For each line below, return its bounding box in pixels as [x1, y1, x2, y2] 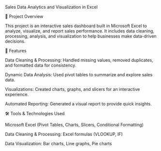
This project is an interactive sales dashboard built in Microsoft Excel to [5, 23, 147, 29]
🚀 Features [5, 48, 27, 53]
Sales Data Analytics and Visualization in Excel [5, 4, 98, 10]
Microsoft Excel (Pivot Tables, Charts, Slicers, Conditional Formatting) [5, 122, 144, 128]
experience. [5, 92, 29, 97]
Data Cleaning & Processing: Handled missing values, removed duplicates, [5, 57, 153, 63]
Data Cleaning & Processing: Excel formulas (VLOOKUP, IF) [5, 131, 123, 137]
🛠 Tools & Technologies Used [5, 111, 65, 116]
